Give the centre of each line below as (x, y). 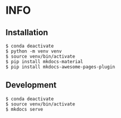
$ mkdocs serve (24, 109)
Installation (27, 32)
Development (31, 85)
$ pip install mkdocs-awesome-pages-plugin (61, 67)
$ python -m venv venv (34, 51)
